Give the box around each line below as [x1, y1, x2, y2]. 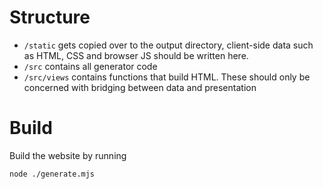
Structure [9, 6, 91, 29]
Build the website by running [9, 149, 127, 161]
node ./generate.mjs [9, 169, 96, 179]
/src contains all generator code [23, 60, 158, 72]
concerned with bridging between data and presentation [23, 81, 257, 93]
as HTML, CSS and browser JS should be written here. [23, 49, 249, 61]
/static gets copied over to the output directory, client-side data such [23, 39, 314, 51]
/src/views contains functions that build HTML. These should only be [23, 71, 311, 83]
